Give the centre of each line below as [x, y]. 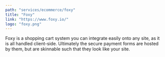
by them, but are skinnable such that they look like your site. [68, 49]
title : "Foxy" [20, 15]
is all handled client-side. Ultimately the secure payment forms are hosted [82, 44]
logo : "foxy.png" [23, 24]
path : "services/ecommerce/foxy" [40, 10]
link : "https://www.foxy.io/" [37, 19]
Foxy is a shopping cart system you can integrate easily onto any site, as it [82, 38]
